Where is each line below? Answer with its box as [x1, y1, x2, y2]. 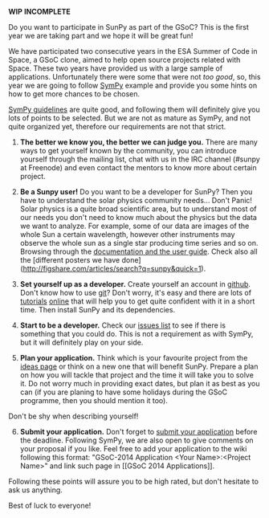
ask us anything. [8, 485, 63, 495]
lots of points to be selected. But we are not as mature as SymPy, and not [8, 113, 251, 123]
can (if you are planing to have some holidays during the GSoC [19, 387, 227, 397]
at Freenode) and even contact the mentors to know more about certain [19, 163, 257, 172]
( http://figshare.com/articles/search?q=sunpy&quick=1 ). [19, 264, 206, 273]
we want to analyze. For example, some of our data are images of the [19, 221, 250, 230]
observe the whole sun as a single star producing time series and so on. [19, 239, 259, 247]
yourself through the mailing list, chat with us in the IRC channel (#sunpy [19, 154, 261, 164]
